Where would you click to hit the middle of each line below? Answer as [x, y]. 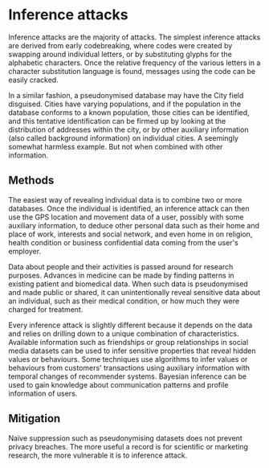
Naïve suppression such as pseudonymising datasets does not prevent [125, 438]
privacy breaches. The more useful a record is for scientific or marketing [128, 446]
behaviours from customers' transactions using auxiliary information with [129, 367]
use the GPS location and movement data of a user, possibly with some [126, 217]
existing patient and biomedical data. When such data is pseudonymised [128, 284]
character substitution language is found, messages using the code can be [132, 71]
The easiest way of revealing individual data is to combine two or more [125, 199]
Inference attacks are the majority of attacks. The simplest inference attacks [134, 37]
